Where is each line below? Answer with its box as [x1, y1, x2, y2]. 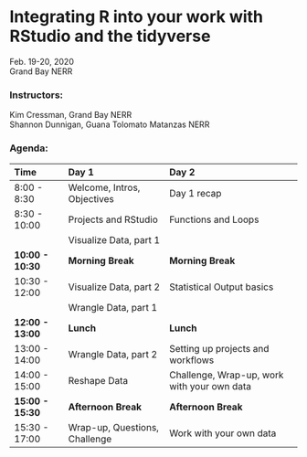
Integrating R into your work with [9, 6, 263, 27]
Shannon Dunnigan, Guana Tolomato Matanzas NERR [9, 119, 210, 130]
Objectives [68, 192, 114, 205]
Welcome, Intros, [68, 181, 141, 194]
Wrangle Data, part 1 [68, 301, 158, 314]
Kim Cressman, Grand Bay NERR [9, 110, 132, 121]
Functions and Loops [168, 213, 259, 226]
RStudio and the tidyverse [9, 26, 211, 47]
